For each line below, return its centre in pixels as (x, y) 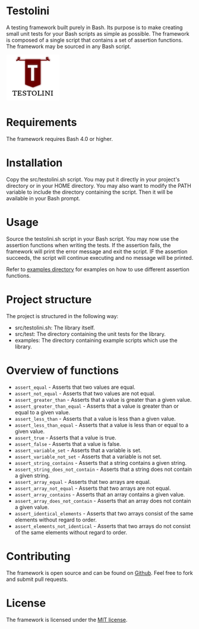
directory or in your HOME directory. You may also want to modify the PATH (99, 185)
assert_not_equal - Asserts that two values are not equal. (85, 393)
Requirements (42, 122)
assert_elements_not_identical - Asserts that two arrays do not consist (103, 526)
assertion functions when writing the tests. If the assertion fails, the (89, 245)
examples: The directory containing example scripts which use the (96, 340)
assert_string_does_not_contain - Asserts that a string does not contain (103, 469)
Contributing (38, 556)
